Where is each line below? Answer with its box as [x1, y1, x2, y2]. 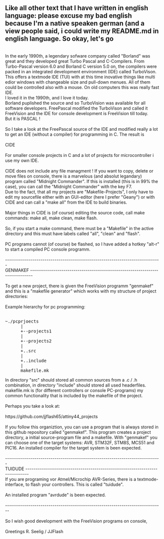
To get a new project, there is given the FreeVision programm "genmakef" [5, 283, 154, 289]
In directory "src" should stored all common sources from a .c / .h [5, 377, 138, 383]
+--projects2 [20, 338, 52, 344]
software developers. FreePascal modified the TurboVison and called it [5, 105, 148, 111]
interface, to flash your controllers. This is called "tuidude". [5, 481, 124, 487]
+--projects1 [20, 328, 52, 334]
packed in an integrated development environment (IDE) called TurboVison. [5, 68, 157, 74]
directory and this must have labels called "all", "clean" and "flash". [5, 231, 141, 237]
